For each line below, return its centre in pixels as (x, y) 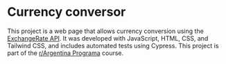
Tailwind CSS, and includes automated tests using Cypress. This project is (113, 45)
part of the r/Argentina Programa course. (66, 53)
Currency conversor (67, 12)
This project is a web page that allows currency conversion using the (106, 31)
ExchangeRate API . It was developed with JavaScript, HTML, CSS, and (108, 38)
